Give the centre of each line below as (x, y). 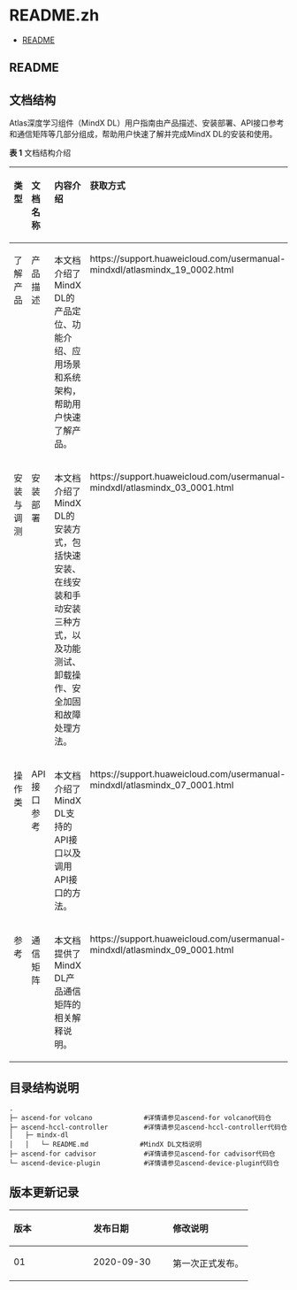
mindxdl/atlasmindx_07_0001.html (162, 786)
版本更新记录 (44, 1192)
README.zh (54, 15)
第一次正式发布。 (209, 1263)
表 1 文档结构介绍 (40, 153)
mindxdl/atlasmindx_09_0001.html (162, 950)
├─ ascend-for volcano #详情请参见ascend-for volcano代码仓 (141, 1117)
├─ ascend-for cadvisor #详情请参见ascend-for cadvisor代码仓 (142, 1154)
